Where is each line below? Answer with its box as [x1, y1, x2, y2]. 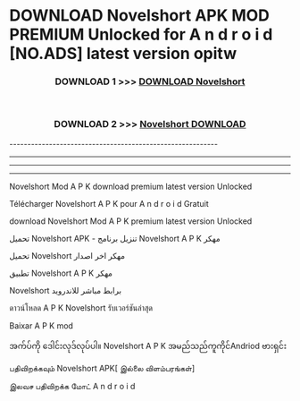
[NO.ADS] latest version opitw [9, 44, 237, 64]
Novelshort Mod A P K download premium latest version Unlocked [9, 181, 253, 192]
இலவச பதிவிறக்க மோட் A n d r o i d [9, 380, 136, 391]
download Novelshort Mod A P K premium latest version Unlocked [9, 216, 253, 226]
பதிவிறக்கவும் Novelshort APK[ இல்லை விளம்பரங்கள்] [9, 363, 196, 373]
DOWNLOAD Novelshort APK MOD [9, 5, 271, 26]
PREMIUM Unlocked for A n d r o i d [9, 24, 273, 45]
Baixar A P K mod [9, 320, 74, 331]
